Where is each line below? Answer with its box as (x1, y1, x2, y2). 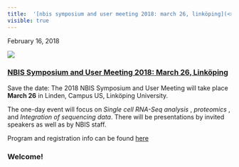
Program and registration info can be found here (7, 134, 149, 142)
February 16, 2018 (7, 36, 60, 45)
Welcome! (7, 151, 44, 161)
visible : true (7, 17, 50, 24)
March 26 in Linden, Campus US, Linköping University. (7, 91, 169, 99)
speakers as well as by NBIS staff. (7, 120, 107, 129)
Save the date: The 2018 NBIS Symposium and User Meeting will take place (7, 83, 229, 92)
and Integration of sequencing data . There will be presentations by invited (7, 112, 225, 121)
